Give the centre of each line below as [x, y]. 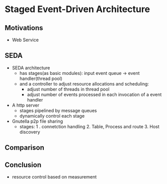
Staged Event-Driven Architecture [77, 9]
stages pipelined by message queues [58, 110]
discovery [30, 132]
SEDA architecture [31, 68]
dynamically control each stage [52, 116]
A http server [26, 105]
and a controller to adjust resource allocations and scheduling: [84, 83]
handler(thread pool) [41, 78]
